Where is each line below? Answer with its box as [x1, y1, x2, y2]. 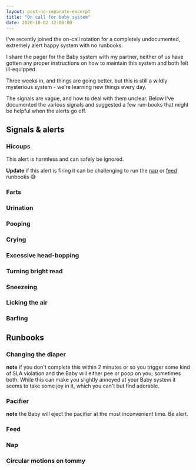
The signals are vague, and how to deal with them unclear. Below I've [6, 95, 174, 102]
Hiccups [6, 142, 31, 150]
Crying [6, 235, 26, 243]
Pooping [6, 219, 31, 227]
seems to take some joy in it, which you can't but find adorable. [6, 382, 160, 389]
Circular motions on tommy [6, 457, 86, 465]
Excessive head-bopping [6, 251, 79, 259]
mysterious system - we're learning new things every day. [6, 84, 147, 91]
